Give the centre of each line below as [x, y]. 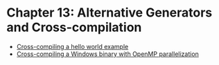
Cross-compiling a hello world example [72, 46]
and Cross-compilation [74, 27]
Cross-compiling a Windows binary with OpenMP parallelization [107, 54]
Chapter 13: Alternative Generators [109, 13]
